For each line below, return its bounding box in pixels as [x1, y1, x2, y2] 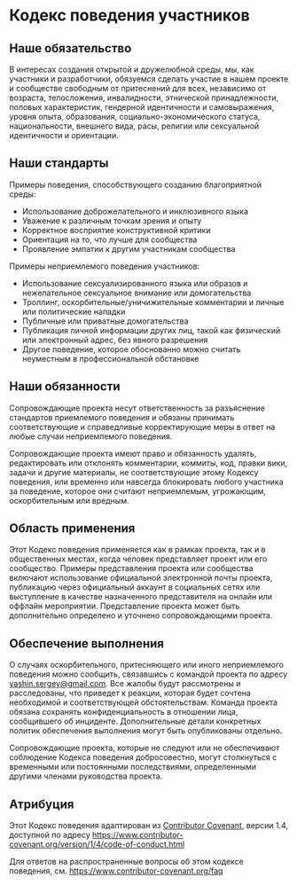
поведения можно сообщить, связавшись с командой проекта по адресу [9, 669, 288, 679]
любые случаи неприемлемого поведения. [9, 431, 173, 442]
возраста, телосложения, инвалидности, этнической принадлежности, [9, 92, 279, 103]
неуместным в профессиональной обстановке [21, 353, 199, 364]
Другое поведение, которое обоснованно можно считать [21, 343, 241, 355]
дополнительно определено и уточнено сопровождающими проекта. [9, 610, 273, 621]
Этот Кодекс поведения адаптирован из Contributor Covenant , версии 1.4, [9, 820, 289, 831]
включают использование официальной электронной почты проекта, [9, 573, 273, 583]
